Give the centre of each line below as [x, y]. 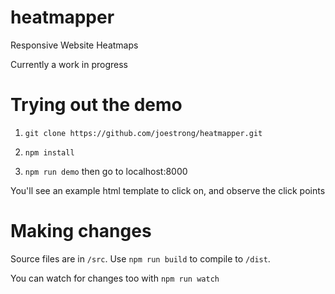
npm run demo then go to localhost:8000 [106, 171]
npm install [49, 152]
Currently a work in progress [69, 64]
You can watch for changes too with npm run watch [115, 278]
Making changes [81, 231]
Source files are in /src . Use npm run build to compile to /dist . [140, 258]
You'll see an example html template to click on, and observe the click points [168, 190]
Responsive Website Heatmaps [74, 45]
